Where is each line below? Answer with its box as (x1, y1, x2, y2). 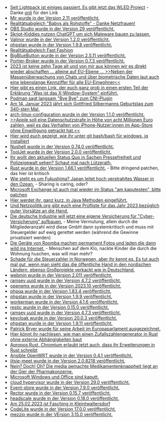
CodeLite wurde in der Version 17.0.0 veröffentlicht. (10, 406, 116, 412)
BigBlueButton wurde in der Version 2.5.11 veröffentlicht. (10, 52, 126, 58)
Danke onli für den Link (10, 10, 58, 16)
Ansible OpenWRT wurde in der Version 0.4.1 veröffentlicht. (10, 352, 133, 358)
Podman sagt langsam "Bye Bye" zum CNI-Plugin (10, 95, 113, 101)
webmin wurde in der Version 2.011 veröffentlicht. (10, 272, 113, 278)
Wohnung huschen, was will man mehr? (10, 251, 93, 257)
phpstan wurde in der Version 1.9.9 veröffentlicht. (10, 293, 112, 299)
